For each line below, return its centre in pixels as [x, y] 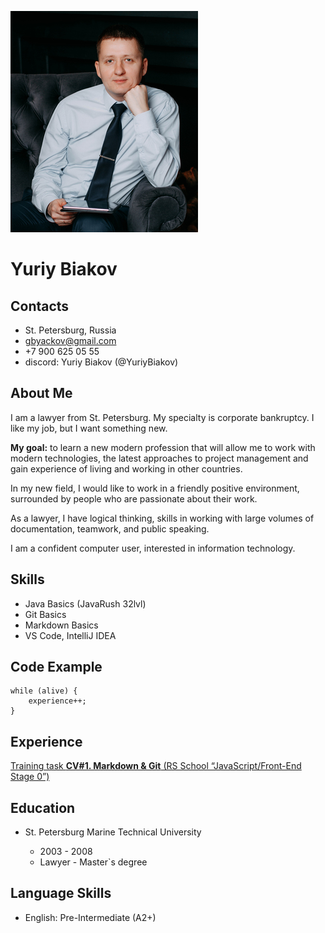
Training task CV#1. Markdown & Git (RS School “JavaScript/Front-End [156, 766]
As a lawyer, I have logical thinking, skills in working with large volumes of [162, 518]
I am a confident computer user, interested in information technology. [153, 548]
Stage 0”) [30, 777]
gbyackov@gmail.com [70, 340]
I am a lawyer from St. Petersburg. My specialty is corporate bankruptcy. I [162, 417]
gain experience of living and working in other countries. [126, 468]
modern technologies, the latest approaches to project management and [159, 458]
